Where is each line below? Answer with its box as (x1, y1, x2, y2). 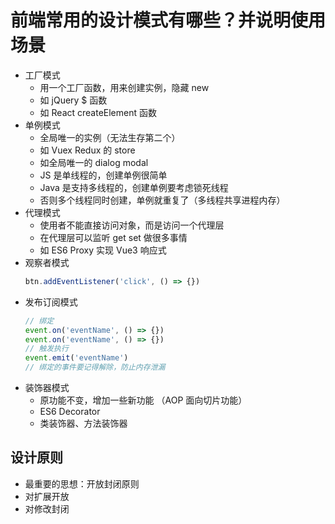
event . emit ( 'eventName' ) (24, 353, 129, 363)
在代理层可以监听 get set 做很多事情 (39, 231, 188, 243)
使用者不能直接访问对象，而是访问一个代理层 (39, 219, 225, 231)
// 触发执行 (24, 344, 69, 354)
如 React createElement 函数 (39, 106, 157, 118)
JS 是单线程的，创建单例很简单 (39, 169, 168, 181)
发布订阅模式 (24, 296, 78, 308)
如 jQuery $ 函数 (39, 94, 108, 106)
